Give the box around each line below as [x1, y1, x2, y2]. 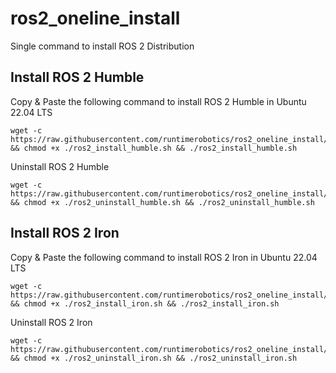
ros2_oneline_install [10, 7, 181, 30]
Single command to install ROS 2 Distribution [10, 40, 195, 52]
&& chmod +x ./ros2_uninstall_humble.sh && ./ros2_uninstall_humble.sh [10, 197, 315, 207]
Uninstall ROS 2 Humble [10, 160, 110, 172]
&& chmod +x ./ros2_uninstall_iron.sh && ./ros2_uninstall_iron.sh [10, 353, 298, 363]
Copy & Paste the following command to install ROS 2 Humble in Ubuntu [10, 95, 307, 107]
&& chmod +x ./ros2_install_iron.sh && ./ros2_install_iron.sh [10, 298, 280, 309]
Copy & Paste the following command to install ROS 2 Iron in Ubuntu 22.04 [10, 251, 318, 263]
